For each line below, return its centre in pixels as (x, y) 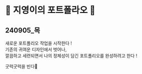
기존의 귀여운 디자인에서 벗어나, (36, 49)
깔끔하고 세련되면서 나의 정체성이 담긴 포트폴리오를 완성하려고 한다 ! (71, 56)
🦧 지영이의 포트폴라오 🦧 (50, 10)
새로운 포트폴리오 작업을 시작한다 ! (38, 43)
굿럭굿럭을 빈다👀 (21, 66)
